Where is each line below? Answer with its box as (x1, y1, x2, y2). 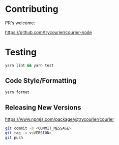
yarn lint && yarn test (5, 63, 54, 68)
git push (5, 135, 23, 140)
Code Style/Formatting (5, 76, 77, 85)
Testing (5, 47, 37, 58)
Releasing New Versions (5, 103, 82, 111)
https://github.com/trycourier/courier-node (5, 29, 92, 35)
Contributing (5, 3, 59, 15)
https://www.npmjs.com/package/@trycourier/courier (5, 116, 114, 122)
